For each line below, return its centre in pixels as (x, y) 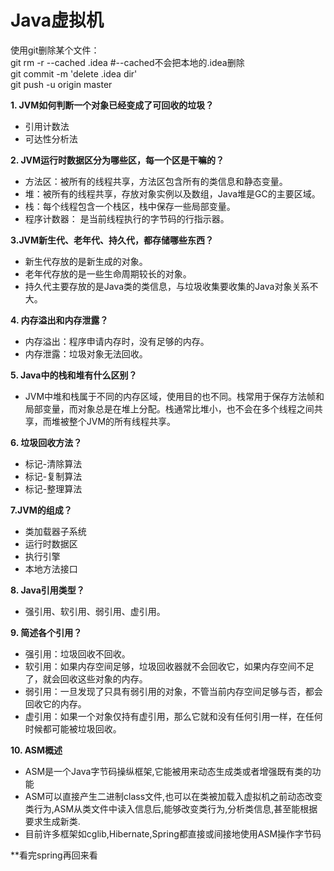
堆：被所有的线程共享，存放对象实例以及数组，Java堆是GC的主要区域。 (172, 193)
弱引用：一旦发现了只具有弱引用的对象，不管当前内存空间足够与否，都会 (173, 691)
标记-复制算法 (53, 476)
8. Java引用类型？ (47, 590)
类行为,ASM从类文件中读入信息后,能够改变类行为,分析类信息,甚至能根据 (171, 808)
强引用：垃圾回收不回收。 (77, 653)
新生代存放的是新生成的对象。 (86, 261)
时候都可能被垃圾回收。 (73, 728)
